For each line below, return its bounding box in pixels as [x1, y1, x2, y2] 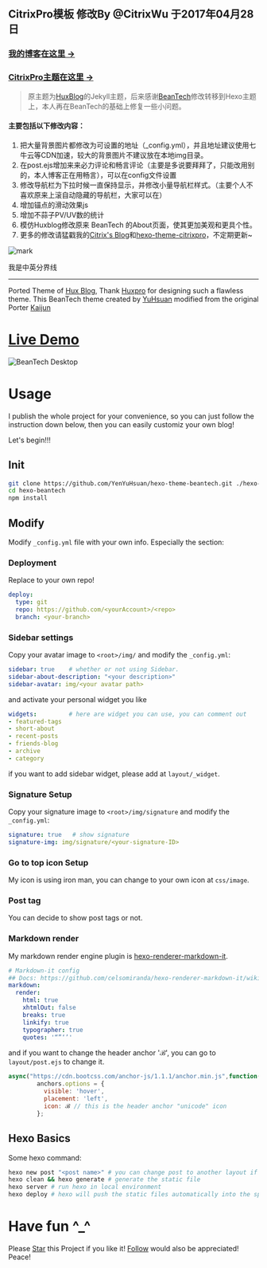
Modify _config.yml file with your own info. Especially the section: [8, 537, 225, 547]
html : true [22, 996, 59, 1004]
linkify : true [22, 1019, 69, 1027]
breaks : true [22, 1011, 66, 1019]
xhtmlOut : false [22, 1003, 77, 1012]
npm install [8, 494, 48, 502]
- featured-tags [8, 717, 62, 725]
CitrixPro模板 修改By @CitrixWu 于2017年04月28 [8, 7, 254, 22]
